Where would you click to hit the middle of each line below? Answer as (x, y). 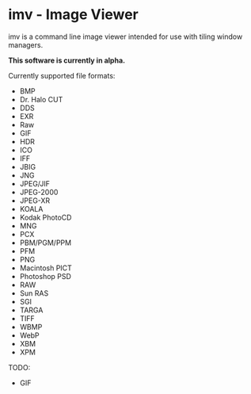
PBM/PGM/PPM (46, 243)
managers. (26, 44)
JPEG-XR (35, 201)
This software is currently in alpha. (67, 60)
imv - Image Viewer (73, 15)
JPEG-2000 (39, 192)
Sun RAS (34, 293)
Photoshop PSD (45, 276)
